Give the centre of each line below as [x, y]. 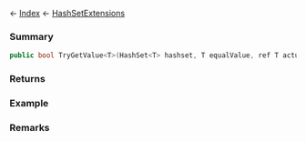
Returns [27, 79]
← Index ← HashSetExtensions [67, 13]
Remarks [30, 127]
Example [29, 104]
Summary [32, 36]
